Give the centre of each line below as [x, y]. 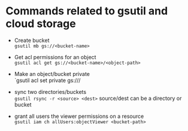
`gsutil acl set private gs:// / [47, 80]
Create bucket [32, 40]
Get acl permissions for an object [55, 57]
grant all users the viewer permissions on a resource [79, 116]
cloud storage [41, 24]
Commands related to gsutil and [87, 11]
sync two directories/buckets [50, 92]
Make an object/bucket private [52, 74]
